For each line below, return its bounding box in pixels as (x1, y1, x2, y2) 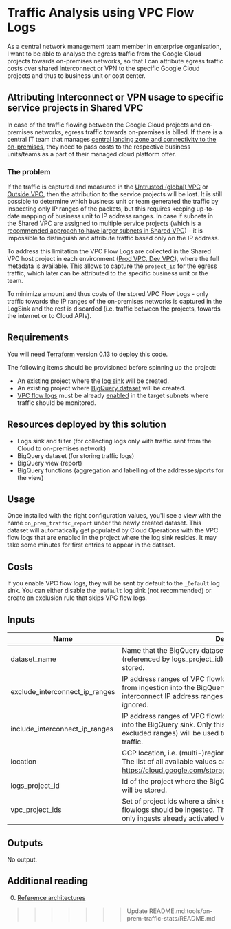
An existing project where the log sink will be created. (16, 377, 170, 385)
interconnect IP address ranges (122, 691, 223, 701)
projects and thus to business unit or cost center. (7, 71, 146, 80)
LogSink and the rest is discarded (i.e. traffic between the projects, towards (7, 304, 221, 313)
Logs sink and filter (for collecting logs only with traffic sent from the (16, 437, 212, 445)
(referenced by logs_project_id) (122, 654, 224, 664)
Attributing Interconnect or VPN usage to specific (7, 92, 224, 103)
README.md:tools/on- (148, 907, 213, 915)
